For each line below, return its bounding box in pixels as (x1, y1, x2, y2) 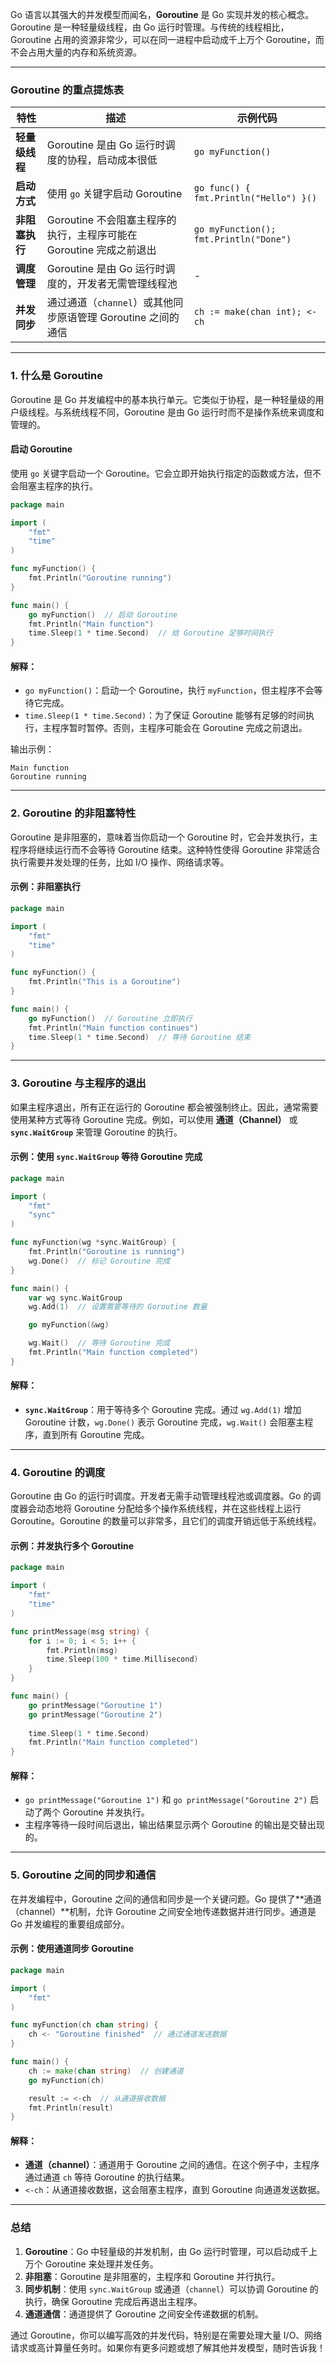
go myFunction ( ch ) (28, 2075, 105, 2085)
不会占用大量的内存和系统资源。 (10, 46, 142, 58)
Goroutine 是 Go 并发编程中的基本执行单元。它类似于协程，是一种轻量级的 (10, 393, 316, 405)
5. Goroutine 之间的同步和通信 (10, 1868, 157, 1882)
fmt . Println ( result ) (28, 2103, 114, 2113)
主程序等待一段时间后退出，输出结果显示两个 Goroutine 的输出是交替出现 (24, 1819, 325, 1831)
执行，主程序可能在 (46, 228, 138, 242)
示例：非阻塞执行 (10, 881, 81, 893)
